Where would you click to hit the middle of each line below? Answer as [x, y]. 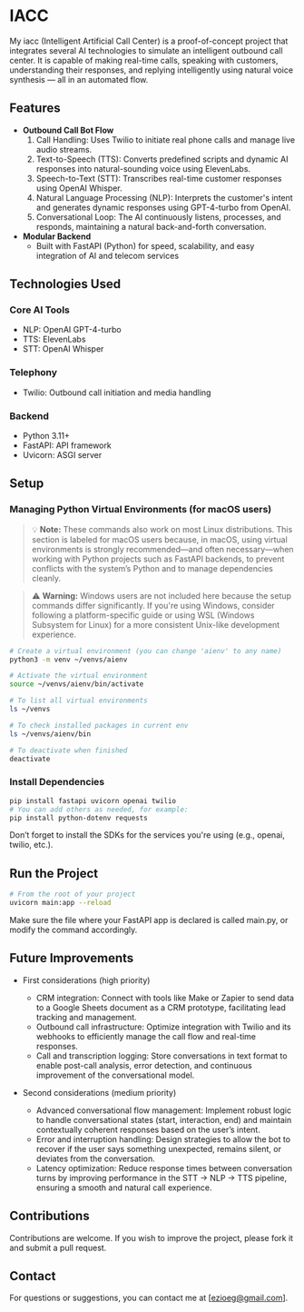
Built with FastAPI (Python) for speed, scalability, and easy [145, 245]
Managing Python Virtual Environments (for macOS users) [141, 510]
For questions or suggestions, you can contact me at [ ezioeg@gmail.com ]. [149, 1298]
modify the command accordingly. [74, 929]
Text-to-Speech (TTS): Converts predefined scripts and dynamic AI [162, 159]
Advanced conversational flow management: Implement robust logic [164, 1110]
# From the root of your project [73, 895]
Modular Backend [57, 236]
